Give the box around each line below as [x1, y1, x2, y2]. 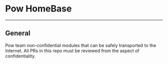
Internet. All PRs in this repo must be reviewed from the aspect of [5, 47, 139, 53]
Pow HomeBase [5, 3, 72, 14]
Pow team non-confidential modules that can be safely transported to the [5, 42, 156, 48]
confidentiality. [5, 53, 36, 59]
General [5, 29, 31, 37]
